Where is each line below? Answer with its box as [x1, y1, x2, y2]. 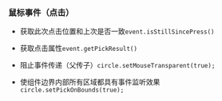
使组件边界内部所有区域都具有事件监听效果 [19, 77, 161, 87]
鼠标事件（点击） [8, 6, 74, 17]
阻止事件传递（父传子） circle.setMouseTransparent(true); [19, 60, 216, 70]
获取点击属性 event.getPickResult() [19, 44, 138, 53]
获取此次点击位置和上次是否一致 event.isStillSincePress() [19, 26, 215, 37]
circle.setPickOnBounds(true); [19, 86, 125, 95]
